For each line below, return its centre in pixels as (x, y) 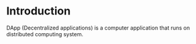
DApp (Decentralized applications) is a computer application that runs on (98, 28)
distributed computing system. (45, 34)
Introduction (39, 11)
